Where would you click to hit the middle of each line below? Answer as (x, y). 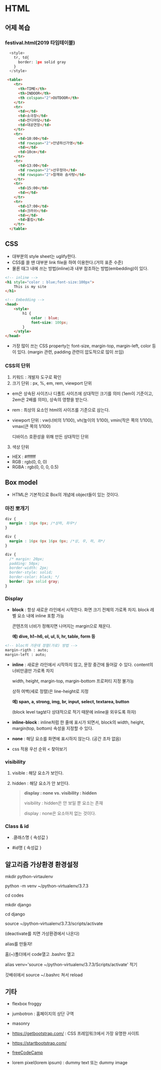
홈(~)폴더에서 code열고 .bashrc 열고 (40, 954)
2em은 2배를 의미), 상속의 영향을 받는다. (50, 400)
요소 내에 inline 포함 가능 (41, 616)
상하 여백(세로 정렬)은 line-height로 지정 (50, 691)
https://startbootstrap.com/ (39, 1043)
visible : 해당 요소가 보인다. (38, 773)
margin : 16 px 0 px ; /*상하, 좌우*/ (43, 523)
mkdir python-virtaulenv (29, 877)
